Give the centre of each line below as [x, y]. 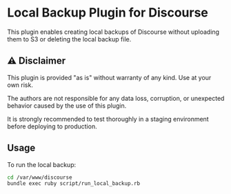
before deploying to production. [52, 126]
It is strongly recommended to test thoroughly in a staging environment [108, 119]
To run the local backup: [42, 164]
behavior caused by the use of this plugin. [67, 106]
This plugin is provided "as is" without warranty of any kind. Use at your [109, 77]
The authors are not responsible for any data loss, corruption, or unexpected [116, 98]
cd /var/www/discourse [40, 177]
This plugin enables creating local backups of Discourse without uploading [113, 32]
